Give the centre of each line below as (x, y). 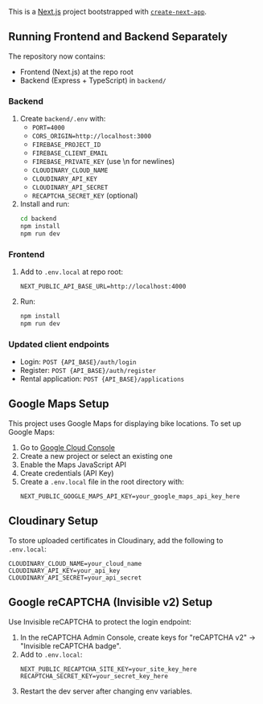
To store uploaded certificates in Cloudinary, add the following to (116, 540)
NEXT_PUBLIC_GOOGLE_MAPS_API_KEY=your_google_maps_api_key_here (130, 496)
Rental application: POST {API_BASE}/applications (102, 379)
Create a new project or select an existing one (96, 456)
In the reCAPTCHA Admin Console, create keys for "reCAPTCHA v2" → (138, 637)
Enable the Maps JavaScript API (73, 465)
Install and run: (45, 204)
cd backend (38, 219)
